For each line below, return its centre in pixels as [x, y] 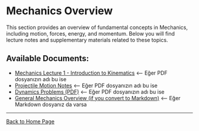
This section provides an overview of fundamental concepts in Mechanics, [97, 27]
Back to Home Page [31, 121]
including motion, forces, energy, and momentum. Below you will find [91, 33]
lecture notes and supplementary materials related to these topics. [87, 40]
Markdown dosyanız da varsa [51, 104]
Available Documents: [48, 58]
